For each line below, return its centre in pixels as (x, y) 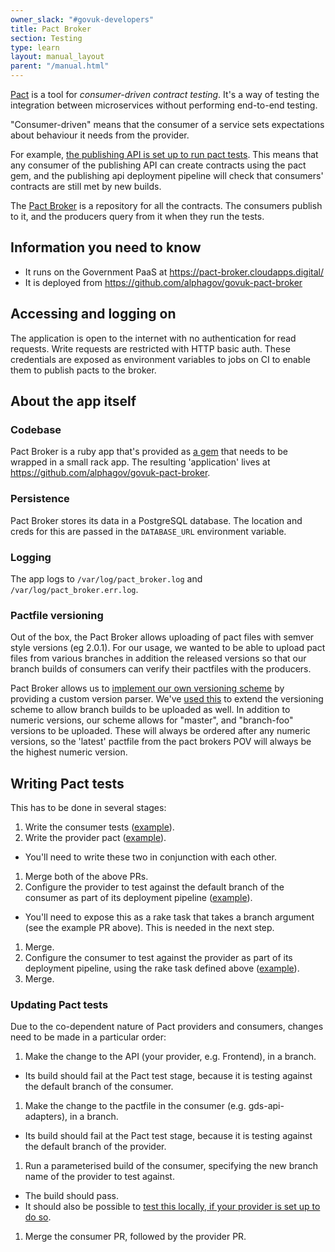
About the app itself (73, 401)
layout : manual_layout (57, 57)
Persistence (40, 499)
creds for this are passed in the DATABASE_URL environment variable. (148, 531)
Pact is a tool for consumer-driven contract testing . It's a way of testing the (165, 94)
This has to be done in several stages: (88, 808)
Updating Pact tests (59, 1004)
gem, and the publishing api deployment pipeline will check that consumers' (167, 175)
